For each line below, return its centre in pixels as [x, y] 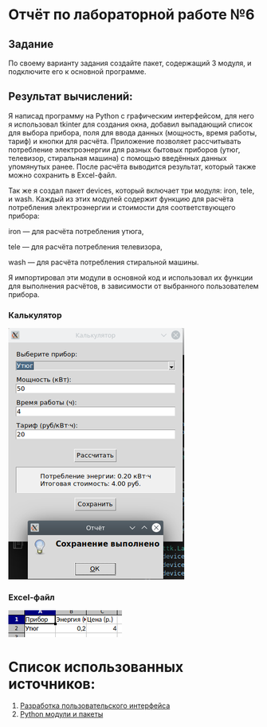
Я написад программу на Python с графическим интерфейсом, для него [132, 115]
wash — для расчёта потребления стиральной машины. [104, 262]
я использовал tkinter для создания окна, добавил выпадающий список [131, 124]
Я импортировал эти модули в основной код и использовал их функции [131, 277]
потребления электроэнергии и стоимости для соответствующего [122, 207]
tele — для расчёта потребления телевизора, [85, 246]
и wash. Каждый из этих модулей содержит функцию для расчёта [121, 199]
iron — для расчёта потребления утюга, [76, 231]
